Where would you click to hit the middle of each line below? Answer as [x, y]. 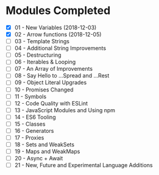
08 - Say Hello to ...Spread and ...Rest [62, 76]
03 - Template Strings [42, 41]
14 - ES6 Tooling [35, 117]
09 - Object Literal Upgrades [51, 82]
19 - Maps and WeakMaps [47, 152]
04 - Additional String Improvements [60, 48]
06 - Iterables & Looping [45, 62]
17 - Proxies [29, 137]
